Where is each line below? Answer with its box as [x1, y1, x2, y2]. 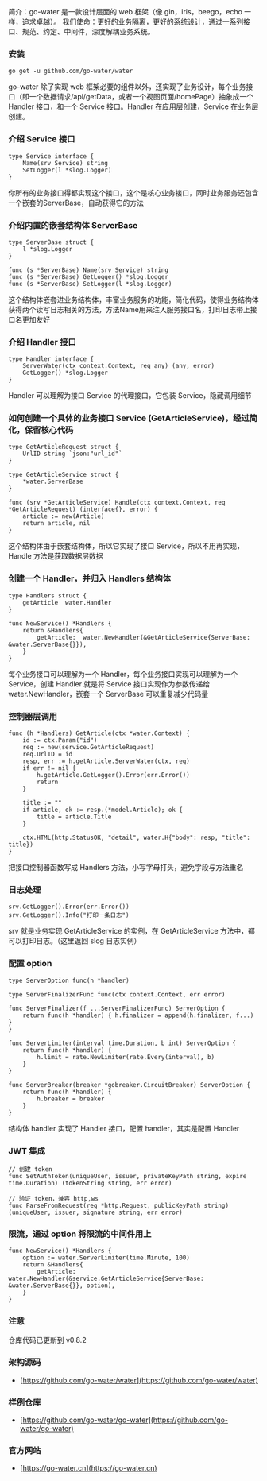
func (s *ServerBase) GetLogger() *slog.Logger [8, 273, 169, 280]
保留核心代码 [24, 424, 74, 435]
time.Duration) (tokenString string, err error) [8, 1179, 172, 1187]
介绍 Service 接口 [8, 133, 75, 145]
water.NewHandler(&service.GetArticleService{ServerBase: [8, 1274, 204, 1283]
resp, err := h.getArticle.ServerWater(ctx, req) [22, 757, 191, 765]
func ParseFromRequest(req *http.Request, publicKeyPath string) [8, 1201, 229, 1209]
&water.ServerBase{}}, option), [8, 1282, 115, 1290]
